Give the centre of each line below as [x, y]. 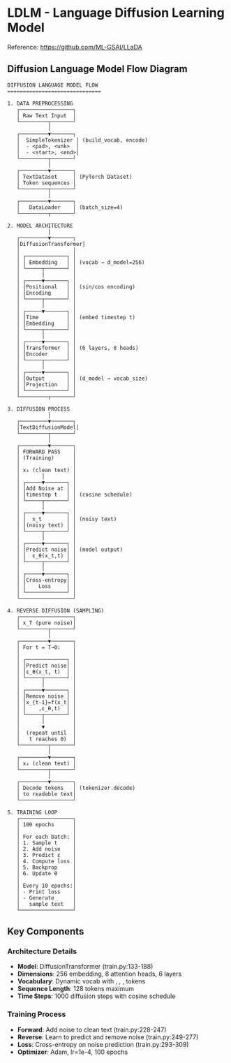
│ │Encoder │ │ [46, 354]
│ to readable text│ [46, 794]
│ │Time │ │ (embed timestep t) [76, 317]
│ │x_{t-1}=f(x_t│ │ [46, 702]
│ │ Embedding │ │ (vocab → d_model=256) [81, 262]
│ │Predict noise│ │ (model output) [70, 550]
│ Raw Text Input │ [46, 116]
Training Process [37, 1014]
